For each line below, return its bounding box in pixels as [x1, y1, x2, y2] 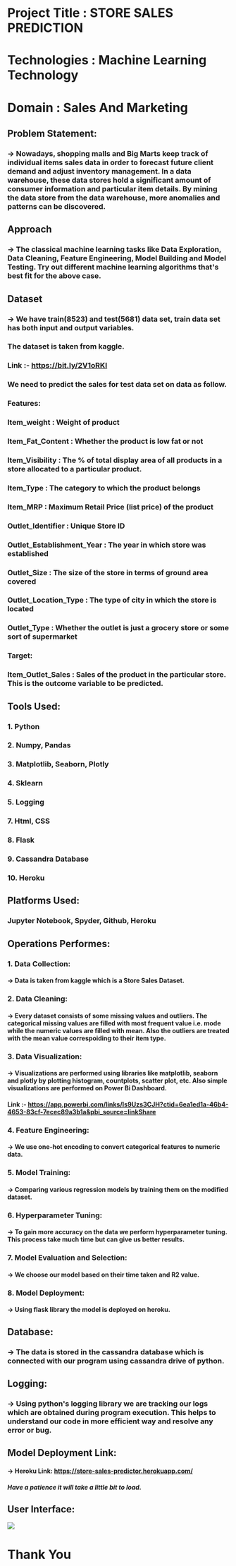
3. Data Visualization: [7, 1052, 82, 1061]
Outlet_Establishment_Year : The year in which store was [7, 540, 206, 550]
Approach [7, 224, 52, 236]
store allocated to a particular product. [7, 464, 142, 474]
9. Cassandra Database [7, 854, 89, 864]
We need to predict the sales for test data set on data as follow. [7, 380, 227, 390]
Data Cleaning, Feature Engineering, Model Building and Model [7, 253, 227, 263]
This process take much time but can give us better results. [7, 1235, 185, 1243]
